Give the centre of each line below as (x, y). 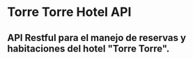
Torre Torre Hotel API (69, 12)
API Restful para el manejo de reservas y (97, 38)
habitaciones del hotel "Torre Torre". (88, 48)
